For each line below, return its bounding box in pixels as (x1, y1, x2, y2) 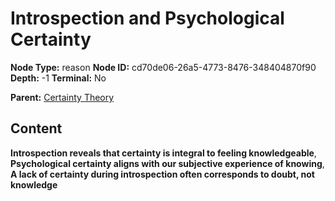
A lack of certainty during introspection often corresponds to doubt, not (10, 168, 315, 180)
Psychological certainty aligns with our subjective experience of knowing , (10, 157, 325, 169)
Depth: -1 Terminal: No (10, 72, 107, 84)
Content (10, 120, 63, 137)
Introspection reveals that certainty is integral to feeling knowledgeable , (10, 147, 317, 159)
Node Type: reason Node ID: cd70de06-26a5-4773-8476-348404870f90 (10, 61, 317, 73)
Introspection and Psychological (10, 7, 285, 30)
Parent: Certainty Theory (10, 91, 115, 103)
